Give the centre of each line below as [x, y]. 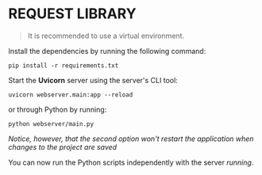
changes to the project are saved [63, 146]
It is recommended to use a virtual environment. [106, 36]
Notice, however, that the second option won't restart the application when [131, 139]
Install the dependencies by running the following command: [107, 51]
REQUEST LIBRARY [72, 14]
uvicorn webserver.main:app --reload [71, 95]
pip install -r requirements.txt [64, 65]
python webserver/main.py [51, 124]
